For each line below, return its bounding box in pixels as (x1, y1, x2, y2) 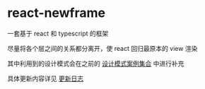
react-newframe (7, 5, 106, 21)
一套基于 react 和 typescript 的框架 (7, 29, 109, 37)
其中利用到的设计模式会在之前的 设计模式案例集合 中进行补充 (7, 59, 184, 68)
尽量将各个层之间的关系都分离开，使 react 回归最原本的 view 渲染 (7, 44, 198, 52)
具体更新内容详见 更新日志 (7, 74, 83, 83)
